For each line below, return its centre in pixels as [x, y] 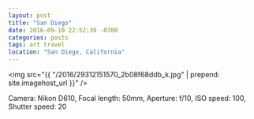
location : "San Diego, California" [67, 52]
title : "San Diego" [40, 23]
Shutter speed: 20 [37, 106]
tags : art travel [37, 45]
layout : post [30, 15]
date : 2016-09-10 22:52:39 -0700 [63, 30]
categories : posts [38, 37]
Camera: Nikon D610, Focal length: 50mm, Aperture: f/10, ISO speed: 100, [127, 98]
